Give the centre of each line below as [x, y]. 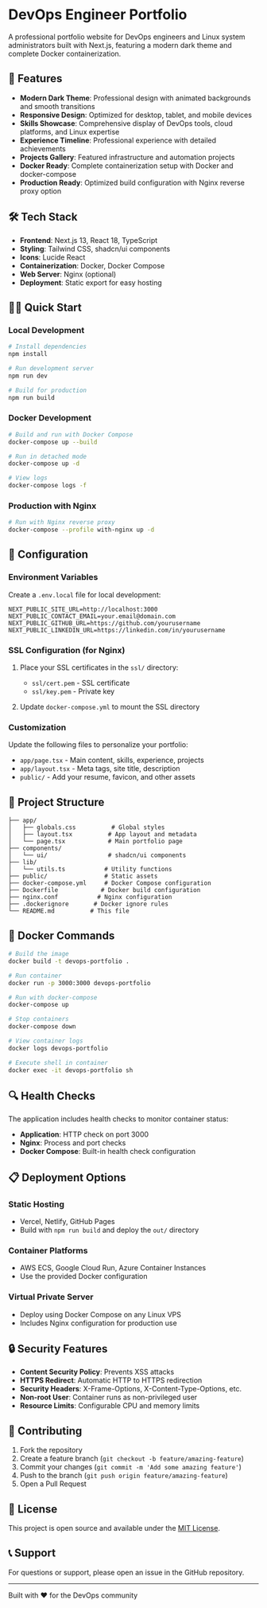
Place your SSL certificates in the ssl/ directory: [99, 667]
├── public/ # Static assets [83, 876]
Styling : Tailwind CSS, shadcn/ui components [95, 248]
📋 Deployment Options [67, 1178]
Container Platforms [48, 1250]
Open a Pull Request [53, 1484]
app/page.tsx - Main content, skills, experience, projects [112, 760]
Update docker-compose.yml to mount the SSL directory [110, 707]
